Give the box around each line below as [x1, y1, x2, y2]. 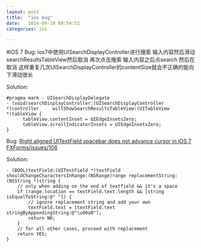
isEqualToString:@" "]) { [6, 194, 72, 200]
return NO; [28, 215, 56, 221]
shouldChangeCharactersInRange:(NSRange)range [6, 173, 126, 179]
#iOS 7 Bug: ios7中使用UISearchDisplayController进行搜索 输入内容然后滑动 [6, 49, 196, 56]
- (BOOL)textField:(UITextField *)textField [6, 167, 121, 173]
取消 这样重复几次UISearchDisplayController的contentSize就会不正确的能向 [6, 64, 194, 71]
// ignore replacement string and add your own [28, 199, 151, 206]
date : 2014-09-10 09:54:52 [6, 20, 80, 26]
